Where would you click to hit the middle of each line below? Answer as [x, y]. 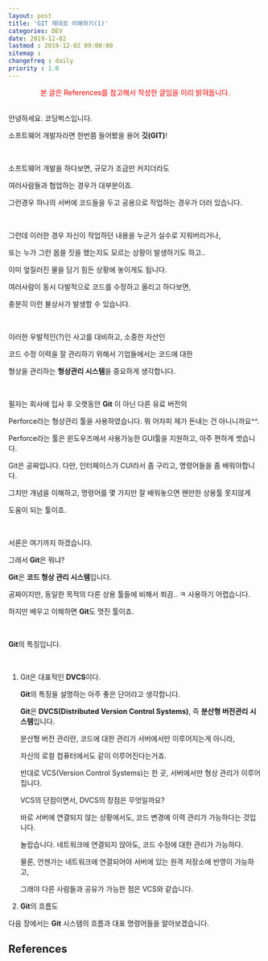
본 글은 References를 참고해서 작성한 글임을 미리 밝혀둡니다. [135, 92]
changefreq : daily [41, 61]
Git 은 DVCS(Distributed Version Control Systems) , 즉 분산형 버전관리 [134, 711]
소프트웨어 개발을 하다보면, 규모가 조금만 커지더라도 [89, 168]
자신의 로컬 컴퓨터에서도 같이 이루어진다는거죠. [93, 755]
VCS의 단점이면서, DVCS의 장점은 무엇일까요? [92, 799]
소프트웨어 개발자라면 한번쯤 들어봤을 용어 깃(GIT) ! [88, 135]
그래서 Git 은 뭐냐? [37, 560]
